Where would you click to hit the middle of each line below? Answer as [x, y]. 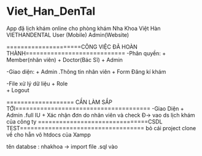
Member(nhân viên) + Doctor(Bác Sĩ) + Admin [64, 60]
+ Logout [18, 90]
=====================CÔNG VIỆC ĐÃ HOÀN [72, 47]
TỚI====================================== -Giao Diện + [95, 108]
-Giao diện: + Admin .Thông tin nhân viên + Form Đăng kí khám [86, 71]
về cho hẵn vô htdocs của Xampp [49, 135]
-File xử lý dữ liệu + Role [37, 84]
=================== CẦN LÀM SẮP [59, 102]
